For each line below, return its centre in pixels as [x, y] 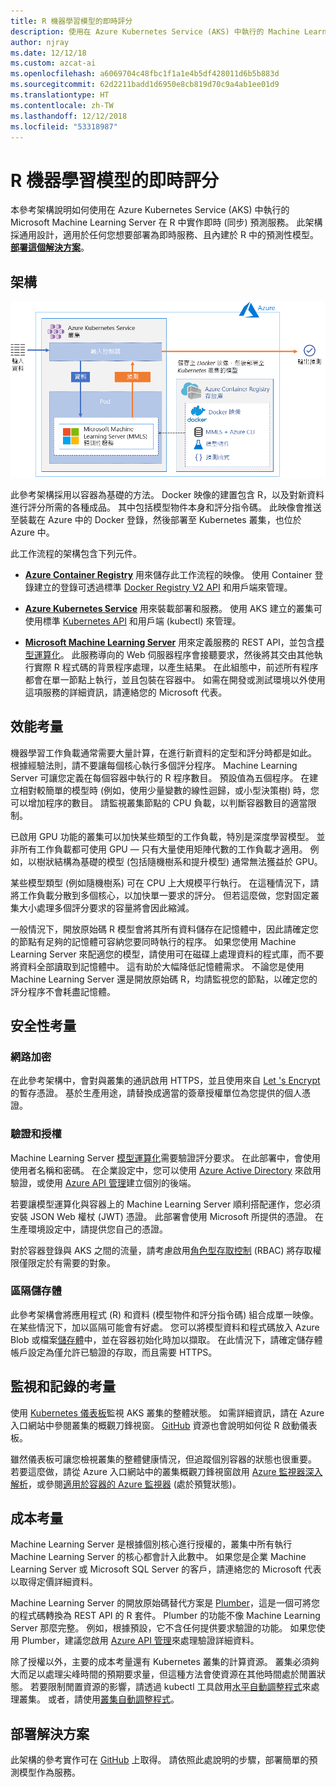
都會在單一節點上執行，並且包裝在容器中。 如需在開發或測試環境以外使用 [175, 679]
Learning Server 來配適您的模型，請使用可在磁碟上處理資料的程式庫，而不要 [167, 954]
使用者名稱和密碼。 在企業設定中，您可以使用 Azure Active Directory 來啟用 [166, 1170]
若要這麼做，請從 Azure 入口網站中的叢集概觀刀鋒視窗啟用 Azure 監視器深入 [166, 1471]
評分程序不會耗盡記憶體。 [63, 991]
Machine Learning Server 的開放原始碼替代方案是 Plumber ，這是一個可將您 [165, 1603]
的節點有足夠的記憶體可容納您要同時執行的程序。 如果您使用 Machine [153, 941]
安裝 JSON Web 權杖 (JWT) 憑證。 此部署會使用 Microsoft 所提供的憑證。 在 [167, 1216]
